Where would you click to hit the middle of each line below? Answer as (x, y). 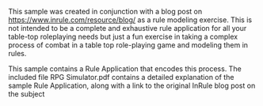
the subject (27, 94)
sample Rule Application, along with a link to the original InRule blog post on (132, 85)
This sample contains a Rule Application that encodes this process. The (125, 69)
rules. (17, 53)
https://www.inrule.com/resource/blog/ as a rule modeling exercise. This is (130, 20)
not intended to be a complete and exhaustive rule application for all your (128, 28)
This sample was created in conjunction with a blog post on (105, 11)
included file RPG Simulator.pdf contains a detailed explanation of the (121, 77)
